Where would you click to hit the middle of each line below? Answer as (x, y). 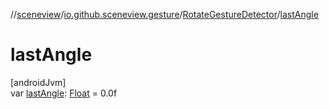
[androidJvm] (38, 82)
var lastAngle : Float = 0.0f (64, 93)
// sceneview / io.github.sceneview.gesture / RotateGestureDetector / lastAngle (164, 14)
